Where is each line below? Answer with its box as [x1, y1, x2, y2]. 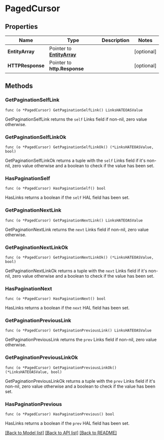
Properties [5, 22, 38, 31]
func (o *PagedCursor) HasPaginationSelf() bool [5, 186, 106, 191]
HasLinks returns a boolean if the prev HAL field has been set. [5, 420, 130, 426]
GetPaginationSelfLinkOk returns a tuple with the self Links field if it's [5, 157, 146, 163]
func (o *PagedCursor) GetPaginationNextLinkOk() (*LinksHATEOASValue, [5, 255, 154, 260]
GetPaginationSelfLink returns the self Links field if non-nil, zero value [5, 116, 147, 122]
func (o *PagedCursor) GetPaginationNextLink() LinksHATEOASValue [5, 218, 143, 223]
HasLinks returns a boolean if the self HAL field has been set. [5, 195, 130, 200]
